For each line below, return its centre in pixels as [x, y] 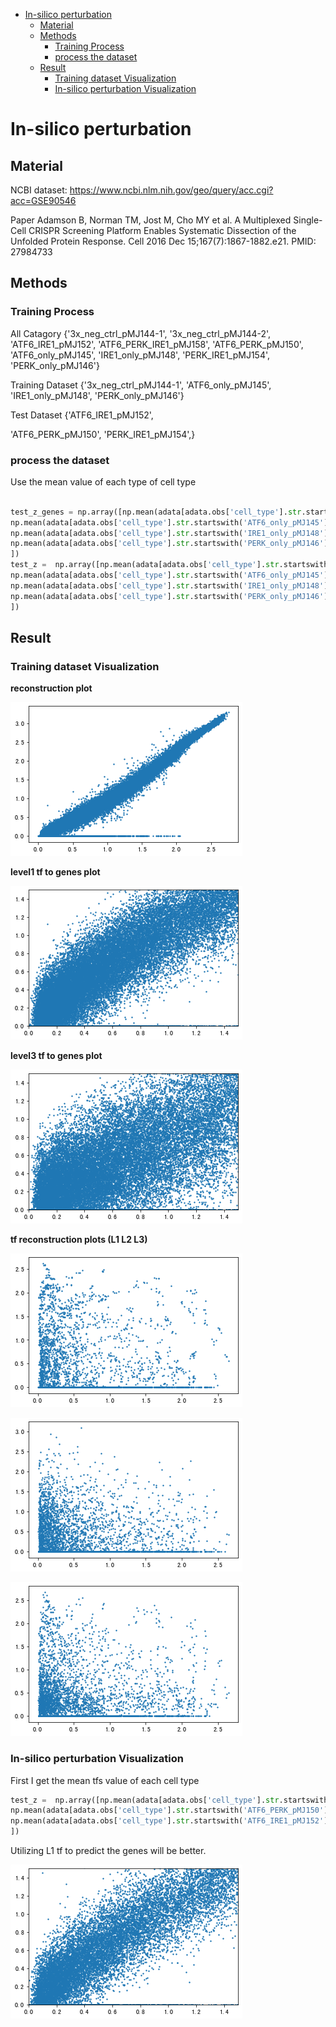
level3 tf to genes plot [56, 1056]
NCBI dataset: [39, 190]
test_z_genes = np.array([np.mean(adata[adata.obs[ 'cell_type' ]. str [156, 512]
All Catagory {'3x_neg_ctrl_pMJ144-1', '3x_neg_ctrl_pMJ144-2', [141, 333]
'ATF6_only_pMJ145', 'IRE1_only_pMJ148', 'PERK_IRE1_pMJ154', [140, 355]
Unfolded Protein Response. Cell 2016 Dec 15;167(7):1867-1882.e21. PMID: [163, 241]
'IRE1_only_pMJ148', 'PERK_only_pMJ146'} [97, 395]
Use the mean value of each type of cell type [103, 481]
